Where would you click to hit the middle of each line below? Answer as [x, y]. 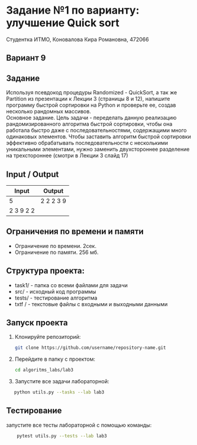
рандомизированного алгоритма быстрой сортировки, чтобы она [89, 124]
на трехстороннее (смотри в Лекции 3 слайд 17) [67, 155]
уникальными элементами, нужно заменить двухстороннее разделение [98, 150]
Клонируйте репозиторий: [48, 337]
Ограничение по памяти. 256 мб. [56, 252]
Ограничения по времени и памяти [75, 232]
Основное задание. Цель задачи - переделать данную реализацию [91, 118]
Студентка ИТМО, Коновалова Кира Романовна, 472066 [77, 39]
